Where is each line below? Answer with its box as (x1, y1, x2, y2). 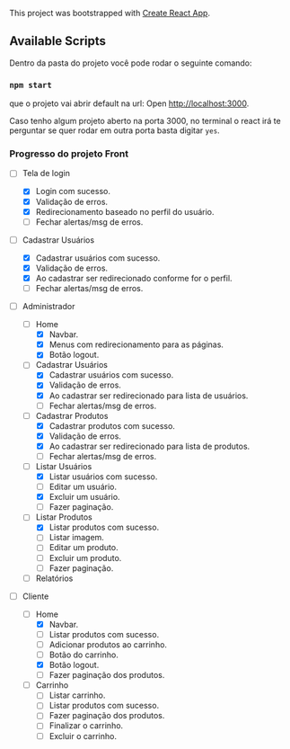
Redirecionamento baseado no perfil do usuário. (35, 206, 215, 217)
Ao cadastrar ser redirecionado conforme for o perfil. (35, 272, 233, 283)
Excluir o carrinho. (48, 730, 117, 741)
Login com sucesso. (35, 186, 110, 197)
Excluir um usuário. (48, 492, 120, 503)
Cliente (22, 591, 49, 602)
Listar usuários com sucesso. (48, 471, 158, 482)
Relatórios (35, 573, 74, 584)
